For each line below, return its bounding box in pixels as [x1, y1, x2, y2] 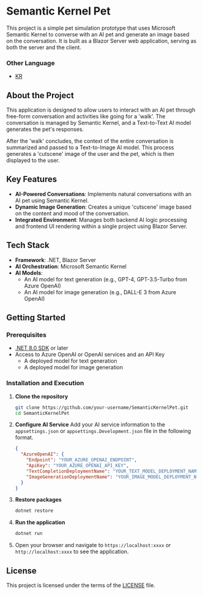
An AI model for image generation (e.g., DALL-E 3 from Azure [24, 288, 176, 295]
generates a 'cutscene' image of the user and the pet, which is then [6, 150, 175, 158]
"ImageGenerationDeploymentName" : [26, 474, 113, 480]
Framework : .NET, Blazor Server [14, 256, 97, 263]
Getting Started [6, 312, 66, 323]
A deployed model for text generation [24, 357, 118, 365]
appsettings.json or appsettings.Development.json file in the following [14, 428, 192, 435]
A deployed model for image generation [24, 364, 123, 371]
